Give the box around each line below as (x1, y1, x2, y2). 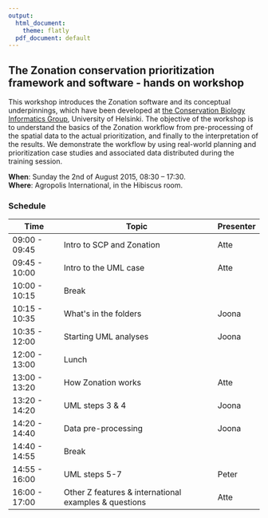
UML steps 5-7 (63, 469, 122, 480)
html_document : (15, 19, 66, 27)
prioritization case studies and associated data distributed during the (8, 148, 235, 158)
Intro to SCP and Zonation (63, 239, 161, 251)
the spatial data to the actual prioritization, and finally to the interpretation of (8, 131, 259, 140)
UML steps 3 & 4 (63, 400, 126, 411)
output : (8, 11, 34, 20)
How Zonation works (63, 377, 142, 388)
